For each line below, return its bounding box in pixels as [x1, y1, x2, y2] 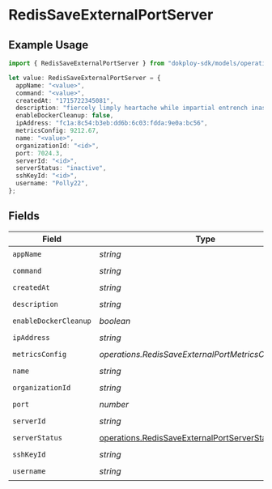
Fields [8, 209, 40, 223]
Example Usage [8, 38, 89, 52]
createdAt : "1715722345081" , [15, 96, 114, 104]
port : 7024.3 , [15, 149, 63, 157]
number [99, 399, 130, 410]
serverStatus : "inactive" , [15, 164, 107, 172]
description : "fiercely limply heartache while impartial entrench [15, 104, 249, 113]
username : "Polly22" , [15, 180, 89, 188]
